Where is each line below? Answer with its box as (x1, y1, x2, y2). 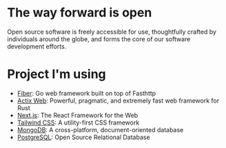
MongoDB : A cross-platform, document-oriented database (17, 125, 184, 134)
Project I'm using (7, 67, 107, 82)
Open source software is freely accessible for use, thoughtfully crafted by (7, 28, 217, 36)
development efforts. (7, 42, 67, 50)
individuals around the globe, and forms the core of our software (7, 34, 191, 43)
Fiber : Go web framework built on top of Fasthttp (17, 89, 156, 97)
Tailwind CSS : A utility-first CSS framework (17, 118, 140, 127)
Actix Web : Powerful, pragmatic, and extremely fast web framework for (17, 96, 219, 105)
